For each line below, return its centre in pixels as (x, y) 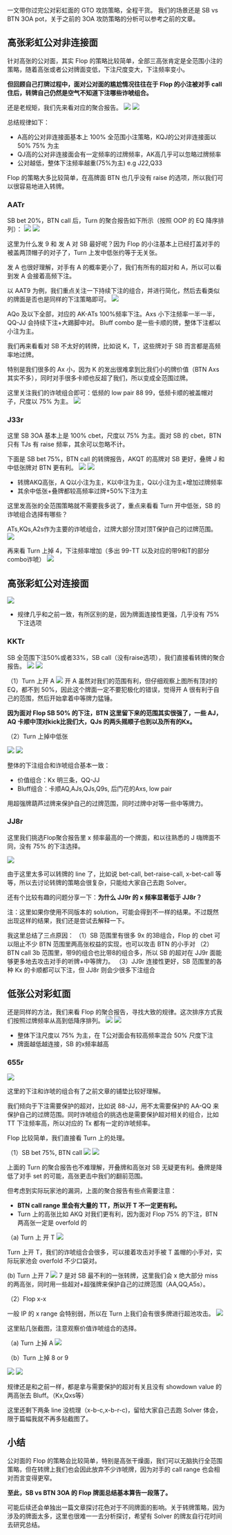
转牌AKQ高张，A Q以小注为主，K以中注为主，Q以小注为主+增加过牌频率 (120, 483)
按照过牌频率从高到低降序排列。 (58, 1021)
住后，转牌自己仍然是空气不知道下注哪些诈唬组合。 (80, 93)
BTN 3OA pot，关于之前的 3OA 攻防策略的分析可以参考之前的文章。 (103, 19)
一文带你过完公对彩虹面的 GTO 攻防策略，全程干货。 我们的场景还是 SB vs (113, 10)
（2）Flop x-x (27, 1299)
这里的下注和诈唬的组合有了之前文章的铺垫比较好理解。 (86, 1091)
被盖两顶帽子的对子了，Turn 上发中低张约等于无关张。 (84, 253)
